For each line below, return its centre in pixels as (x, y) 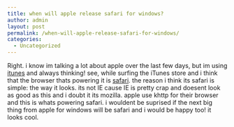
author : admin (28, 20)
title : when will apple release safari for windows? (86, 14)
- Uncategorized (37, 46)
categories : (24, 40)
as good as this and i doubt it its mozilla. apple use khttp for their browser (113, 95)
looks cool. (23, 117)
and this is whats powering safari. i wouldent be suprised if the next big (110, 102)
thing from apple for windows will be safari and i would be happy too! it (109, 110)
